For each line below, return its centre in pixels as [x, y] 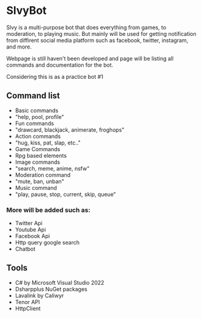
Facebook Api [32, 236]
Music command [36, 188]
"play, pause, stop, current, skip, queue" [66, 194]
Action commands [38, 136]
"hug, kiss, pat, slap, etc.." [48, 143]
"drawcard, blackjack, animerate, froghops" [70, 130]
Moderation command [43, 175]
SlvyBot [26, 11]
